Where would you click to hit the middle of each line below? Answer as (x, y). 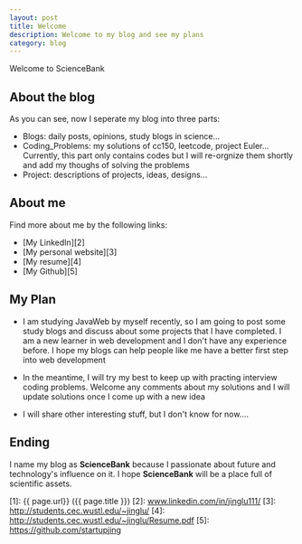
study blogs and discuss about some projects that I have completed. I (152, 331)
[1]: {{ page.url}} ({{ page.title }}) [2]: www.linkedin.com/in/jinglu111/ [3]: (143, 501)
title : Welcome (38, 26)
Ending (30, 442)
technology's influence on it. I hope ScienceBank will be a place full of (141, 474)
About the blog (52, 97)
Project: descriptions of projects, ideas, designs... (115, 175)
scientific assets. (41, 483)
